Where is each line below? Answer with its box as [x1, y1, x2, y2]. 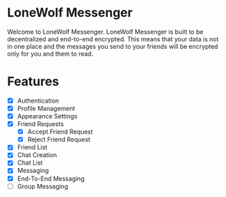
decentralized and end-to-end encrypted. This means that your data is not [7, 34, 219, 43]
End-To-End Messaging [17, 174, 85, 183]
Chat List [17, 158, 43, 167]
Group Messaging [17, 182, 68, 190]
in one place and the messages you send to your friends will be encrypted [7, 42, 218, 50]
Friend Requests [17, 120, 64, 128]
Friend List [17, 143, 48, 152]
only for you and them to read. [7, 50, 93, 58]
